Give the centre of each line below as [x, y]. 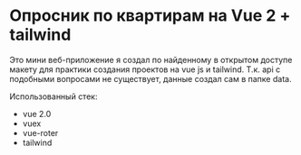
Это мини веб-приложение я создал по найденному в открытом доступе [151, 59]
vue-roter [40, 132]
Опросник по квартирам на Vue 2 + [150, 16]
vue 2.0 [37, 114]
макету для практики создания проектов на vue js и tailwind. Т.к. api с [145, 69]
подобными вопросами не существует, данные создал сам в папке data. [150, 78]
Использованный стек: [53, 96]
